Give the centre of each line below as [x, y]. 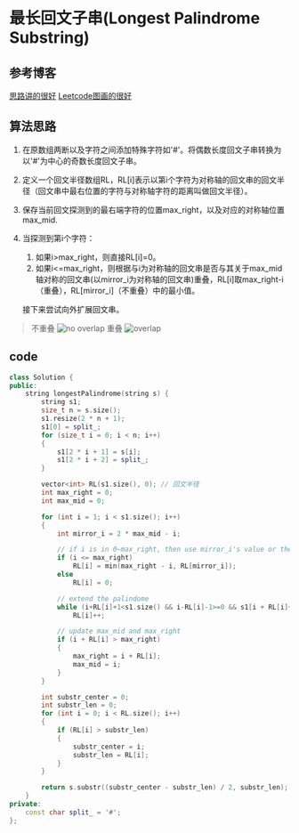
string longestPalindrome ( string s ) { [97, 394]
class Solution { [41, 377]
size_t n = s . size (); [81, 410]
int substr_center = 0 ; [85, 697]
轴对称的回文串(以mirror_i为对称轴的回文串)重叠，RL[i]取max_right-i [159, 279]
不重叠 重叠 [77, 328]
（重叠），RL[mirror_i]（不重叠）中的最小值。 [117, 290]
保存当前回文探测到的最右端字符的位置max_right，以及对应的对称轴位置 [153, 209]
